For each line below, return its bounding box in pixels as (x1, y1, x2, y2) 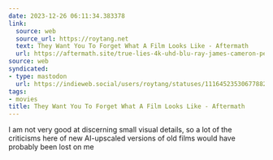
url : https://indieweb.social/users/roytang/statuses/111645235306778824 (15, 80, 271, 88)
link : (8, 19, 27, 28)
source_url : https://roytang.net (15, 34, 129, 43)
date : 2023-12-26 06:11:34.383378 (8, 11, 126, 20)
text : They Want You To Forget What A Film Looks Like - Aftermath (15, 42, 249, 50)
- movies (8, 95, 38, 103)
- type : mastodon (8, 72, 67, 80)
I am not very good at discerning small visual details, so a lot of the (8, 125, 232, 135)
